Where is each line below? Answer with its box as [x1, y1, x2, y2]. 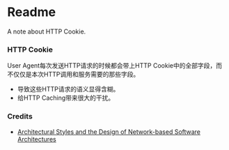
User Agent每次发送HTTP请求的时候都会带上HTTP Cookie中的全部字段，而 [7, 61, 223, 70]
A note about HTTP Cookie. [7, 27, 86, 36]
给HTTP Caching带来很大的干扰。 [17, 93, 115, 102]
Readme [7, 4, 56, 20]
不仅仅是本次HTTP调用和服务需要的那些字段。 [7, 70, 140, 79]
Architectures [17, 135, 57, 143]
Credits [7, 112, 33, 121]
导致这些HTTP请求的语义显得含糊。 [17, 85, 120, 93]
